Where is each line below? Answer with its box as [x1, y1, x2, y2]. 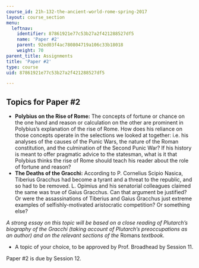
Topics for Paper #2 [6, 96, 81, 107]
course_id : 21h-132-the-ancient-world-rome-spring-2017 [6, 8, 147, 15]
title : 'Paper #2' [6, 58, 52, 64]
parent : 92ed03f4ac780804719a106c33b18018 [17, 42, 124, 48]
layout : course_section [6, 14, 65, 20]
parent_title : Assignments [6, 53, 73, 59]
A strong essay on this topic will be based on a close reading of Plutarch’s [6, 219, 188, 226]
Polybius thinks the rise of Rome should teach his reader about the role [14, 157, 189, 164]
